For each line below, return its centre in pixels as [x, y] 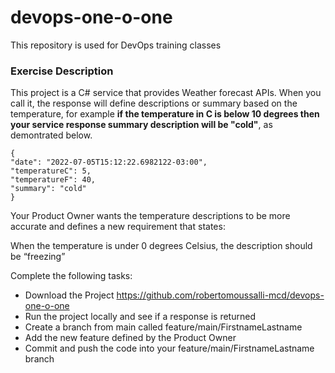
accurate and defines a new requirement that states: [118, 227]
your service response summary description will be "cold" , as [141, 125]
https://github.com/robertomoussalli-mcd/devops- [220, 295]
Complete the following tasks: [71, 276]
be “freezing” [38, 257]
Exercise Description [62, 71]
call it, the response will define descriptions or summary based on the [154, 103]
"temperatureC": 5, [51, 171]
